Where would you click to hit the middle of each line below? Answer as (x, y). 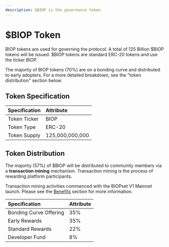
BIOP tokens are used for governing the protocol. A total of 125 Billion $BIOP (85, 49)
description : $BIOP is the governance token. (54, 10)
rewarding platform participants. (39, 176)
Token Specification (37, 96)
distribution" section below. (34, 80)
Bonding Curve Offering (36, 213)
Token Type (22, 127)
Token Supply (24, 136)
